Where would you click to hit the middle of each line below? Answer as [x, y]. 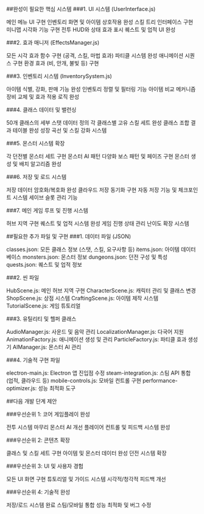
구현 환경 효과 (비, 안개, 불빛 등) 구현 [56, 63]
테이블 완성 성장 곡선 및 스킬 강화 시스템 [60, 130]
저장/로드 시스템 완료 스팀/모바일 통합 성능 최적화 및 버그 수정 [79, 505]
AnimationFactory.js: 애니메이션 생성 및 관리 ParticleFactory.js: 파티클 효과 [97, 339]
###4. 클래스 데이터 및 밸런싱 [41, 110]
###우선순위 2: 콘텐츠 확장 [38, 440]
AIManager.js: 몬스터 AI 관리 [47, 347]
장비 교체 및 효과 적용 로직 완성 [43, 97]
